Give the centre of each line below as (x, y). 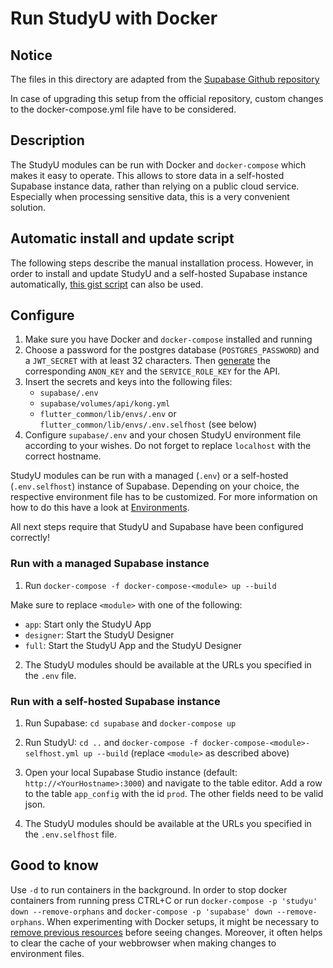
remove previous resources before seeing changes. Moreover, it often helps (166, 932)
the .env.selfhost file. (70, 834)
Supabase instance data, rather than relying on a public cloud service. (155, 186)
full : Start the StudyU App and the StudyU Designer (133, 645)
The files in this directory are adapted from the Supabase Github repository (165, 79)
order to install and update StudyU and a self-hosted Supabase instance (159, 273)
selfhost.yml (52, 754)
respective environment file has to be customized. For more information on (164, 497)
